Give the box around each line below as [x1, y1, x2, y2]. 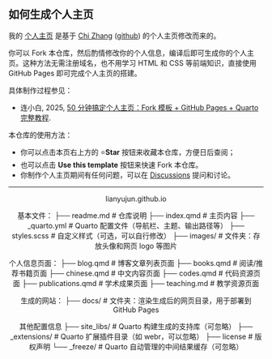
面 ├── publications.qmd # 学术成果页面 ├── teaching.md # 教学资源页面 [12, 278, 260, 288]
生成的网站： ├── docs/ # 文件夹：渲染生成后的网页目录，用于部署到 [20, 295, 252, 306]
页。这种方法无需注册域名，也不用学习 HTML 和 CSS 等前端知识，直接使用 [8, 58, 257, 67]
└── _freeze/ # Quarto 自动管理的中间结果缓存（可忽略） [52, 341, 244, 351]
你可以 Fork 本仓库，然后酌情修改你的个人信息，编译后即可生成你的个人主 [8, 48, 255, 58]
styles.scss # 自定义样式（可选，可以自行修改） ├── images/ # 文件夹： [11, 230, 253, 241]
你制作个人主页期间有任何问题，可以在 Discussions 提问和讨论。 [19, 169, 236, 180]
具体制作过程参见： [8, 85, 73, 95]
